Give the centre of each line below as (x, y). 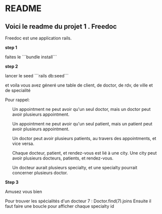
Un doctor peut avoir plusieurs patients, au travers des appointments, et (84, 138)
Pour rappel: (18, 100)
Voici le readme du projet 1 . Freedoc (61, 27)
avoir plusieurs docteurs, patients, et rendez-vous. (63, 158)
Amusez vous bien (24, 192)
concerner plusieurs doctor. (40, 173)
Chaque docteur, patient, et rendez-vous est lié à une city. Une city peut (84, 153)
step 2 (12, 66)
